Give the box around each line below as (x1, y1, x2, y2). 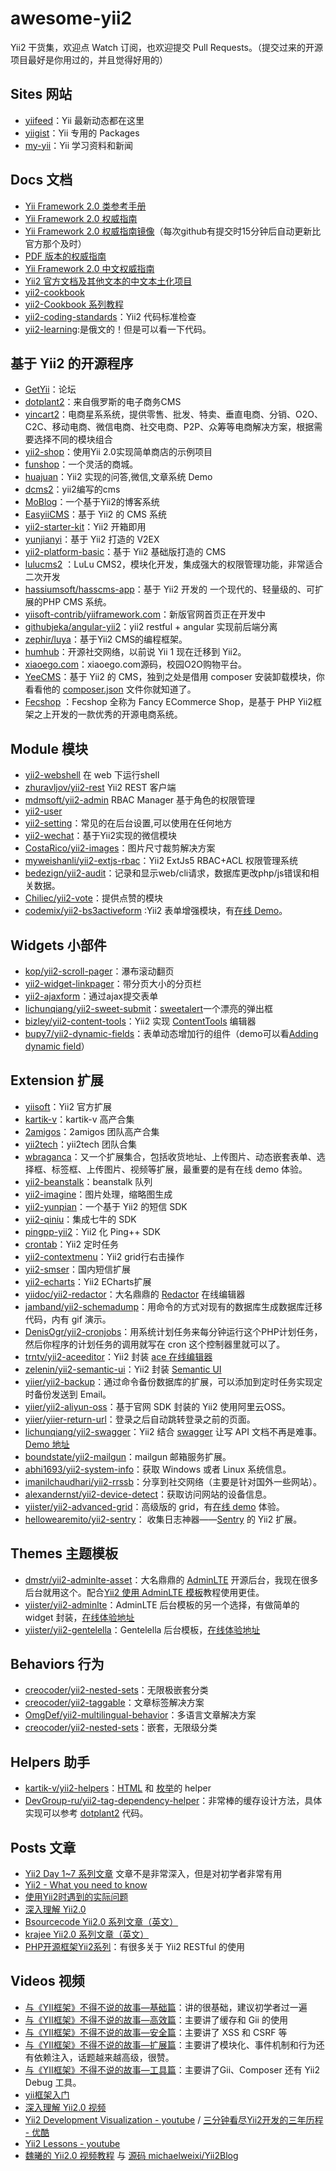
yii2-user (24, 805, 63, 817)
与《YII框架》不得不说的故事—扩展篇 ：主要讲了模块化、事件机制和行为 (24, 2038, 317, 2051)
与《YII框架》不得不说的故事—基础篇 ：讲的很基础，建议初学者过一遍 (24, 2001, 308, 2013)
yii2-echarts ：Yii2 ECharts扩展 (24, 1275, 152, 1287)
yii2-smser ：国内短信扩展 (24, 1263, 131, 1275)
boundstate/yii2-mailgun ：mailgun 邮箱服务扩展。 (24, 1450, 232, 1462)
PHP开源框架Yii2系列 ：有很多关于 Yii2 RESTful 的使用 (24, 1941, 245, 1953)
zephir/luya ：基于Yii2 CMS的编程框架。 (24, 633, 188, 646)
